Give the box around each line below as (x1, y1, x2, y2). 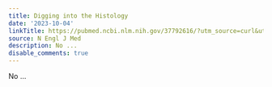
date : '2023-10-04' (8, 19, 74, 27)
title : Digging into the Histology (8, 11, 129, 20)
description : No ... (8, 42, 79, 50)
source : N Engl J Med (8, 34, 82, 43)
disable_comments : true (8, 49, 89, 57)
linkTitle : (8, 27, 45, 35)
